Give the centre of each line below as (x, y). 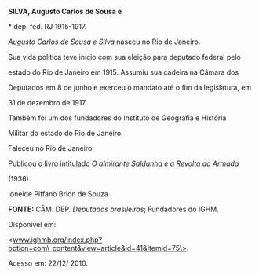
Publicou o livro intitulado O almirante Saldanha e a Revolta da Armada (124, 163)
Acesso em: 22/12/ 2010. (48, 263)
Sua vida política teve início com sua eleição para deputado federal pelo (124, 57)
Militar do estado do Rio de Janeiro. (66, 133)
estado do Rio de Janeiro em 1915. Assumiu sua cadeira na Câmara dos (124, 72)
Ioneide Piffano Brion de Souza (58, 194)
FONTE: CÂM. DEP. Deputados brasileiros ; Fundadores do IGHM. (114, 209)
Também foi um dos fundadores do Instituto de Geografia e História (117, 118)
